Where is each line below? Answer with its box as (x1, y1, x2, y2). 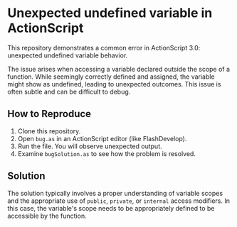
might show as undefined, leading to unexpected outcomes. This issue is (7, 79, 221, 88)
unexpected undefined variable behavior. (7, 51, 128, 60)
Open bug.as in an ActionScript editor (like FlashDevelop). (17, 134, 187, 143)
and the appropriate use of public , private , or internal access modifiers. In (7, 196, 230, 205)
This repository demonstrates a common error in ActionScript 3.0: (7, 43, 201, 52)
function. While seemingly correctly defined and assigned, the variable (7, 72, 215, 81)
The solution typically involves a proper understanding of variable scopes (7, 189, 223, 197)
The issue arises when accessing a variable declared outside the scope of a (7, 65, 230, 73)
